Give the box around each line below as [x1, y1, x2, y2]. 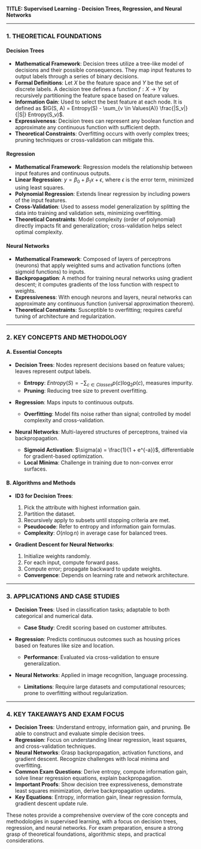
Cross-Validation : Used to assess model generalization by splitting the [14, 203, 190, 210]
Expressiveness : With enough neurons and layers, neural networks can [14, 293, 193, 301]
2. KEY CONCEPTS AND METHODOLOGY [6, 333, 127, 342]
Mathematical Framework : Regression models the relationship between [14, 163, 193, 171]
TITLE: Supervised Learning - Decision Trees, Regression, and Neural [6, 5, 182, 12]
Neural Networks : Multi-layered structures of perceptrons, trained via [14, 428, 188, 436]
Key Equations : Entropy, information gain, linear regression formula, [14, 793, 183, 801]
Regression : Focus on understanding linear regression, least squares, [14, 736, 187, 744]
